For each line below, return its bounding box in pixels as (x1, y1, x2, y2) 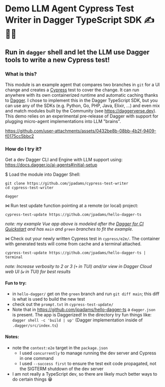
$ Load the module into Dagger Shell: (5, 171, 81, 178)
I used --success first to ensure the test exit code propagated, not (19, 360, 157, 366)
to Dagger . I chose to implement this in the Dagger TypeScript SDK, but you (5, 97, 158, 103)
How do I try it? (5, 145, 42, 152)
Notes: (5, 334, 20, 340)
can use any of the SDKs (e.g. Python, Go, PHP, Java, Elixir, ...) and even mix (5, 102, 160, 109)
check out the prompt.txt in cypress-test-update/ (12, 302, 114, 308)
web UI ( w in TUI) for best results (5, 269, 71, 274)
